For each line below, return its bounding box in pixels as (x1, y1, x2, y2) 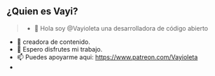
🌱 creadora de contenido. (16, 38, 90, 46)
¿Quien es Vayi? (6, 6, 78, 17)
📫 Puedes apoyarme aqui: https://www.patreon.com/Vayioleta (16, 52, 198, 61)
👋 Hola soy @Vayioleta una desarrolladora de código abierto (34, 24, 208, 32)
